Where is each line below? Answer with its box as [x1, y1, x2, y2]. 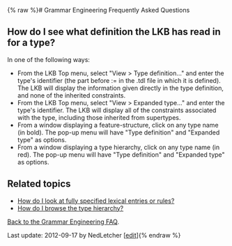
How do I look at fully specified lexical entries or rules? [17, 197, 175, 205]
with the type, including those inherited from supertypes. [17, 113, 181, 121]
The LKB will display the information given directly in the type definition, [17, 84, 224, 92]
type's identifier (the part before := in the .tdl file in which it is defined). [17, 76, 221, 84]
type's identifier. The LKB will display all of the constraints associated [17, 106, 217, 114]
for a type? [7, 37, 56, 49]
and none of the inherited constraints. [17, 91, 126, 100]
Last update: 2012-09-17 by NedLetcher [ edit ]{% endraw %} [7, 231, 181, 239]
